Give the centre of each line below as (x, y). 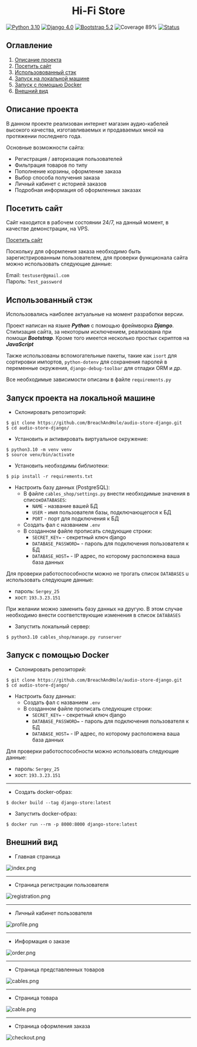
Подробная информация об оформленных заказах (78, 190)
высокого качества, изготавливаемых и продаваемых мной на (85, 130)
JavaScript (20, 344)
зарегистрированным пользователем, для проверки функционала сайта (97, 258)
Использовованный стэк (45, 72)
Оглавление (29, 46)
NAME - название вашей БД (65, 506)
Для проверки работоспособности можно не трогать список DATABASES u (98, 573)
